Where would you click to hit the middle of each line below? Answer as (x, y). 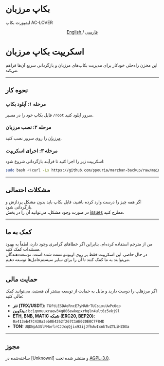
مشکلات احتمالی (28, 190)
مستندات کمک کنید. (23, 249)
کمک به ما (19, 232)
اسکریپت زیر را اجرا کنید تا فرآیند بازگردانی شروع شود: (55, 162)
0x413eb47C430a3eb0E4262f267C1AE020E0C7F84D (58, 322)
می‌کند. (12, 70)
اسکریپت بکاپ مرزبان (45, 52)
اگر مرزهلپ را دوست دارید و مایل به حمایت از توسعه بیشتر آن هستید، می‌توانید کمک (81, 291)
